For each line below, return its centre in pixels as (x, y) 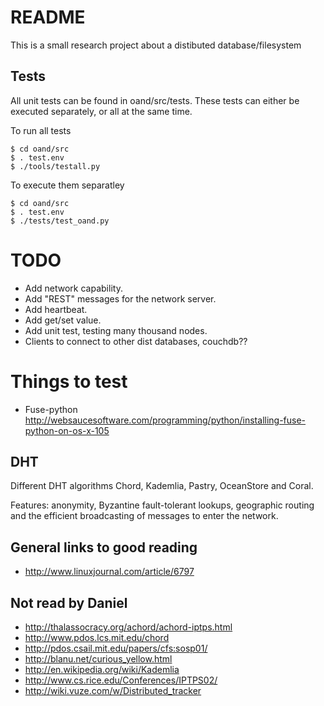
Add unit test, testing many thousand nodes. (116, 330)
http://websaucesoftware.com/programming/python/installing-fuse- (165, 420)
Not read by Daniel (69, 602)
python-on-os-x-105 (67, 430)
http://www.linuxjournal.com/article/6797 (109, 572)
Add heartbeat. (56, 309)
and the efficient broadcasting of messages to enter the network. (144, 516)
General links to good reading (104, 547)
